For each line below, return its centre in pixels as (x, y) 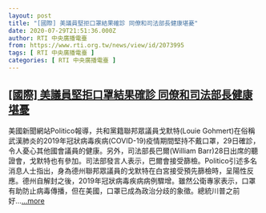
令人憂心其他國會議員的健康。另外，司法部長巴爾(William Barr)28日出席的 (130, 151)
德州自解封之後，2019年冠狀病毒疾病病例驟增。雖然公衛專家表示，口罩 (139, 180)
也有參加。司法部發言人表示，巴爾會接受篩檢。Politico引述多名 (154, 160)
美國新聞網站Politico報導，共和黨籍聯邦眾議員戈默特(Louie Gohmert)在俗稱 (132, 131)
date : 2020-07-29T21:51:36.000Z (62, 30)
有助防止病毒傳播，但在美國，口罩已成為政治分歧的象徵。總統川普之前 (124, 191)
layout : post (30, 16)
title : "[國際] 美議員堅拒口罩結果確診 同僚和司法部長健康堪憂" (103, 23)
